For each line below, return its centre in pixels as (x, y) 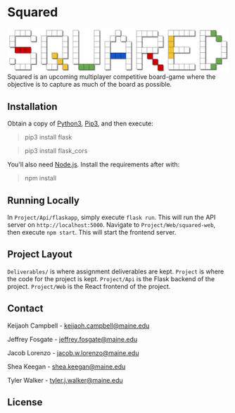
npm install (40, 178)
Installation (32, 106)
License (25, 402)
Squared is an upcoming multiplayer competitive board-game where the (112, 77)
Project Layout (40, 254)
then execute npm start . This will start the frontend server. (92, 232)
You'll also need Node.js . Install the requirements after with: (94, 165)
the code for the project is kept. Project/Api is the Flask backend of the (111, 278)
